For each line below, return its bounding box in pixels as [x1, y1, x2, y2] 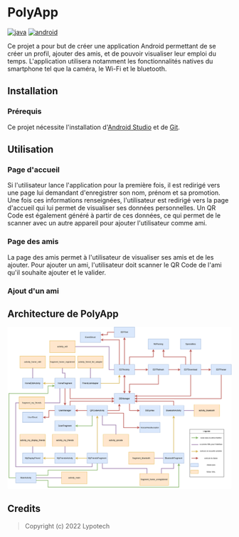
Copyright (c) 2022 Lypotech [24, 521, 110, 530]
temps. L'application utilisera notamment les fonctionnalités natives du [7, 56, 213, 65]
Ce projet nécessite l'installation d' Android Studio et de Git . [7, 123, 180, 131]
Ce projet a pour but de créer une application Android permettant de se [7, 41, 216, 50]
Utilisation [7, 143, 54, 155]
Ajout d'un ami [7, 286, 59, 296]
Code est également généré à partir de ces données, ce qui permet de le [7, 211, 221, 220]
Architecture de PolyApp [7, 307, 119, 319]
